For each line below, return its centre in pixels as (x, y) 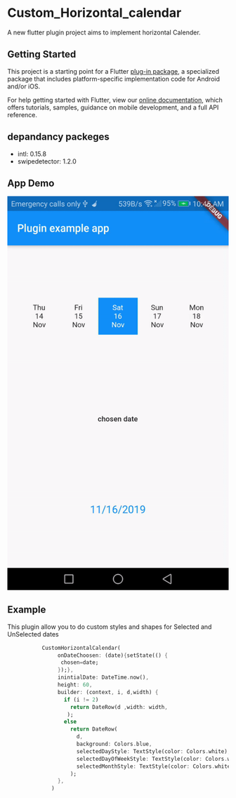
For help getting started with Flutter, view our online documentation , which (115, 100)
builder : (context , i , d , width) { (108, 692)
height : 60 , (75, 685)
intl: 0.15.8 (32, 154)
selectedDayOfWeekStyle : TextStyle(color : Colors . (152, 759)
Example (27, 610)
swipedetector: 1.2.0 (47, 161)
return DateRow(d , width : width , (119, 707)
